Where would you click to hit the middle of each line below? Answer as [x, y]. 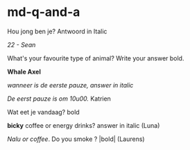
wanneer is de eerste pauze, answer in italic [70, 85]
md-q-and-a [44, 12]
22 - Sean [21, 44]
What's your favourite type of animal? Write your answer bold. [96, 58]
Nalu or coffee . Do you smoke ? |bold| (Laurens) [76, 139]
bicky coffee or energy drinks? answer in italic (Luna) [84, 125]
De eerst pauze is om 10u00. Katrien [59, 99]
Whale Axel [24, 72]
